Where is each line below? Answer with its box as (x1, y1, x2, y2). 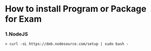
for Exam (5, 13, 42, 25)
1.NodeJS (5, 31, 28, 38)
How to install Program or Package (5, 3, 147, 14)
